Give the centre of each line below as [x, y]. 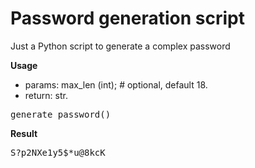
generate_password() [61, 114]
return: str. [46, 95]
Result [24, 133]
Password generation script [128, 18]
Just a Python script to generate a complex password [120, 46]
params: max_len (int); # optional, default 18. [116, 84]
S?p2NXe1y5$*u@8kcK [58, 152]
